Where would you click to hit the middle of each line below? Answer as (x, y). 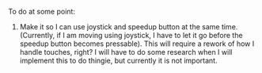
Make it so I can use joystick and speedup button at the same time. (129, 27)
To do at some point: (42, 12)
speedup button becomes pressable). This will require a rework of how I (137, 44)
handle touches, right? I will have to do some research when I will (126, 52)
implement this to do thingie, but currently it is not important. (118, 60)
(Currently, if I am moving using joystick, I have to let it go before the (131, 35)
